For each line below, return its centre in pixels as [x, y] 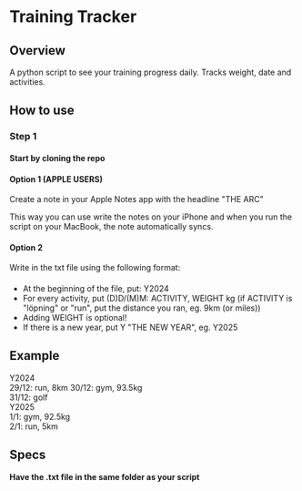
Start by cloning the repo [57, 158]
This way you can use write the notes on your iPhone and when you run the [151, 217]
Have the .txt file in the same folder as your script [105, 476]
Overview [38, 51]
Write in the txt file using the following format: [95, 268]
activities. [27, 82]
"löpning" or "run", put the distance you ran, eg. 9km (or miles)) [141, 308]
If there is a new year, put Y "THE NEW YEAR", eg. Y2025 [130, 327]
